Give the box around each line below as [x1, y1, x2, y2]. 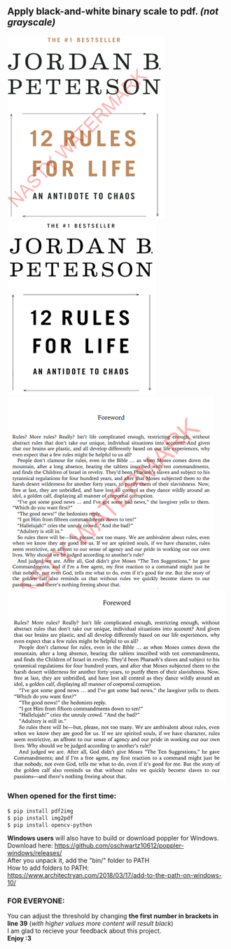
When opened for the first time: [7, 791, 117, 801]
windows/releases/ [7, 849, 62, 857]
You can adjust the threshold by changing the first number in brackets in [7, 912, 219, 920]
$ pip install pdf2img [7, 808, 73, 815]
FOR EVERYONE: [7, 896, 65, 906]
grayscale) [7, 17, 56, 29]
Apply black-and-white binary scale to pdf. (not [7, 6, 219, 17]
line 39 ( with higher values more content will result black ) [7, 920, 174, 928]
